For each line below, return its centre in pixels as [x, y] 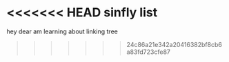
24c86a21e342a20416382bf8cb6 [174, 44]
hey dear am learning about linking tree [62, 31]
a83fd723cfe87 [148, 52]
